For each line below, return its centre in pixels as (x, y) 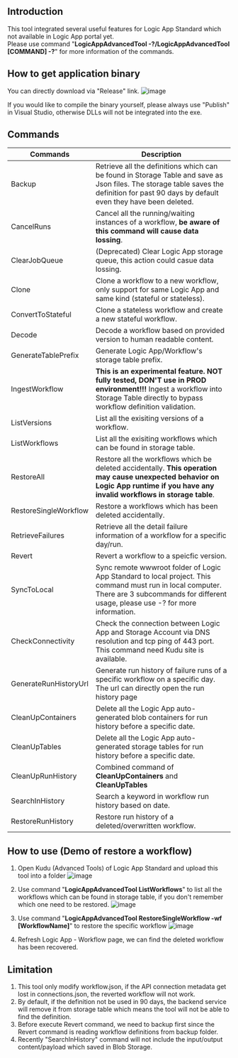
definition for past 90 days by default (157, 193)
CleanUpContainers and (137, 776)
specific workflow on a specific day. (155, 680)
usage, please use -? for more (146, 603)
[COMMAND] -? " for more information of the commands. (91, 51)
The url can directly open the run (150, 688)
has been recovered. (48, 947)
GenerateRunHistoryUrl (50, 684)
